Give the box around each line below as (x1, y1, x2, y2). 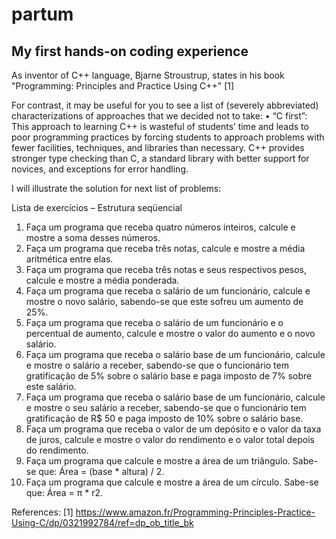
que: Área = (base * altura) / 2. (38, 466, 165, 477)
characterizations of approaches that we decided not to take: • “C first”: (11, 110, 308, 122)
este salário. (25, 381, 77, 392)
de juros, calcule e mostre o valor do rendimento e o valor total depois (25, 434, 315, 445)
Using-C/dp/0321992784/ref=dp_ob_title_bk (11, 517, 194, 528)
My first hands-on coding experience (11, 43, 249, 60)
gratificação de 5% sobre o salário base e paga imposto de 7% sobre (25, 370, 313, 382)
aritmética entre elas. (25, 253, 114, 265)
